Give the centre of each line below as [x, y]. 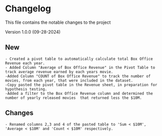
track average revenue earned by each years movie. [59, 72]
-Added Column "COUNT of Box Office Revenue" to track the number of [78, 76]
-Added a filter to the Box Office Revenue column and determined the [79, 93]
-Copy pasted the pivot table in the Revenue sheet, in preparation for [81, 85]
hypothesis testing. [26, 89]
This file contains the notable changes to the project [58, 22]
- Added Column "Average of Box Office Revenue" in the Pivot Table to [80, 67]
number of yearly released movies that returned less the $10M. [73, 98]
